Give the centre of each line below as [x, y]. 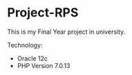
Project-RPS [43, 13]
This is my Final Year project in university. [66, 32]
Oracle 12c [32, 58]
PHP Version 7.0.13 [44, 65]
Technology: [25, 45]
